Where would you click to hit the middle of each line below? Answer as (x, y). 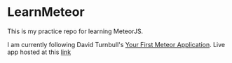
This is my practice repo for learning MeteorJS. (75, 31)
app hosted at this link (39, 52)
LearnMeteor (46, 12)
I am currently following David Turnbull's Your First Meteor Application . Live (116, 44)
